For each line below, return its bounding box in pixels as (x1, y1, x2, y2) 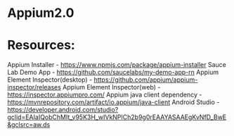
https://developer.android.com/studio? (7, 106, 119, 114)
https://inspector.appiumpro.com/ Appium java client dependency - (7, 90, 202, 99)
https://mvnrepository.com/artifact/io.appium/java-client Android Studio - (7, 98, 220, 106)
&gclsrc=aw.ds (7, 120, 51, 129)
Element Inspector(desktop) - (7, 75, 93, 84)
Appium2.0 (7, 5, 74, 21)
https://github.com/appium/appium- (93, 75, 198, 84)
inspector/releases (7, 83, 62, 92)
